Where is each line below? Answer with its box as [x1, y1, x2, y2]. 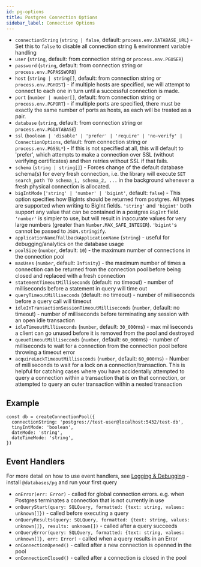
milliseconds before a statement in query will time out [14, 285, 148, 292]
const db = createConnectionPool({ [6, 414, 95, 420]
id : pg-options [6, 8, 44, 15]
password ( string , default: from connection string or [14, 62, 143, 69]
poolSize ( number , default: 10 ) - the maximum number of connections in [14, 247, 191, 254]
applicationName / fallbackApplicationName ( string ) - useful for [14, 234, 170, 241]
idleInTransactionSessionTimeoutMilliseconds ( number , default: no [14, 304, 180, 311]
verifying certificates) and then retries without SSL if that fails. [14, 157, 169, 165]
